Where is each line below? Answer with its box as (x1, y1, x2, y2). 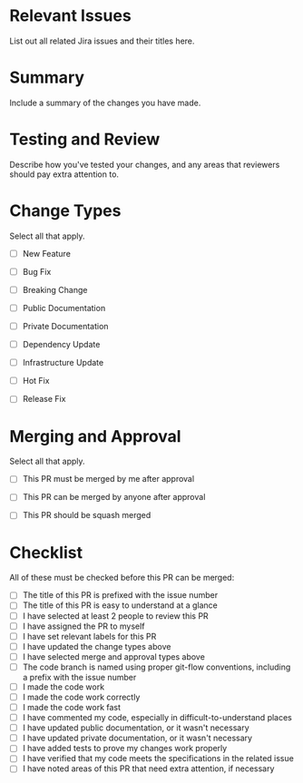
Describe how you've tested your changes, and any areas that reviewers (9, 159, 280, 170)
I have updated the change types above (22, 641, 171, 651)
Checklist (9, 542, 83, 563)
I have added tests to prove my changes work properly (22, 743, 228, 754)
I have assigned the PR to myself (22, 621, 145, 631)
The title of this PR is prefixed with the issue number (22, 590, 219, 601)
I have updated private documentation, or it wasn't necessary (22, 732, 252, 744)
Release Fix (22, 394, 66, 405)
